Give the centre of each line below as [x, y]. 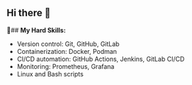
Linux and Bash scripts [50, 74]
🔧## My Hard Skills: [36, 30]
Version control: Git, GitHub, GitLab [68, 44]
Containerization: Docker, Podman [67, 51]
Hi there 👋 [29, 13]
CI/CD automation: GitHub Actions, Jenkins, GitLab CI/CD [101, 59]
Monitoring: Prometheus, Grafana [66, 66]
